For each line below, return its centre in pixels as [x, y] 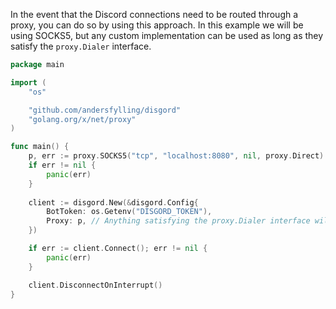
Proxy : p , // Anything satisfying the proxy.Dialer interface [178, 221]
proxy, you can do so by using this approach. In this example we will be [157, 25]
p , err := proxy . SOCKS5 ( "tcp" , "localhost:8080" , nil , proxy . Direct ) [176, 156]
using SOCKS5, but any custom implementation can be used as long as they [167, 35]
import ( [28, 82]
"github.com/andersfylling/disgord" [105, 110]
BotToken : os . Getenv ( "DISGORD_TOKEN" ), [129, 212]
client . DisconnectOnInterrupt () [95, 285]
